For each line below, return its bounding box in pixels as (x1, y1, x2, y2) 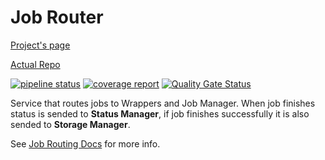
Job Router (10, 6, 104, 29)
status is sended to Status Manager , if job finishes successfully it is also (10, 107, 310, 120)
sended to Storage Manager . (10, 118, 131, 130)
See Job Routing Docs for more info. (10, 137, 161, 150)
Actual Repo (10, 58, 61, 70)
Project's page (10, 39, 71, 51)
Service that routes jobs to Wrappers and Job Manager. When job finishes (10, 97, 316, 109)
